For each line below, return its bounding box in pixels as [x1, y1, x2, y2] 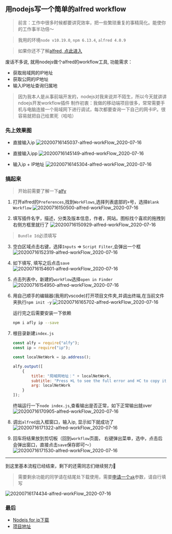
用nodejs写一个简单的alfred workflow [5, 5, 126, 14]
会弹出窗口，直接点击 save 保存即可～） [12, 441, 94, 448]
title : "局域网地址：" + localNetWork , [31, 373, 112, 379]
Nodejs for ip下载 [12, 517, 50, 523]
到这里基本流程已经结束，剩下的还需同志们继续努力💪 [5, 463, 116, 469]
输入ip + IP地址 [12, 161, 45, 168]
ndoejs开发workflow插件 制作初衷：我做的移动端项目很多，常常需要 [17, 100, 161, 106]
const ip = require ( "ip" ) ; [12, 345, 71, 351]
